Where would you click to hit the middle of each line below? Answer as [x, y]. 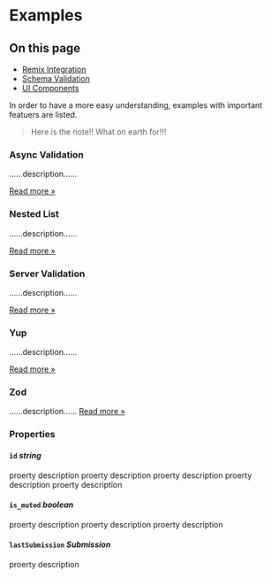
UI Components [50, 88]
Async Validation [46, 154]
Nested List [34, 214]
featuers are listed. [43, 115]
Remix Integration [54, 69]
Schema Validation [56, 79]
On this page [45, 48]
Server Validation [47, 274]
